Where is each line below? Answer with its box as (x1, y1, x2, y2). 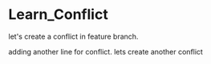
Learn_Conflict (8, 6, 108, 24)
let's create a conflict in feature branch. (8, 32, 139, 41)
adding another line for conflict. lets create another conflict (8, 47, 203, 56)
